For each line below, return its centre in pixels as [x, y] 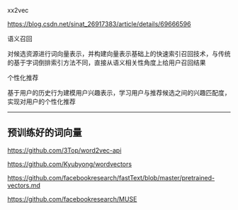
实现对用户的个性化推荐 [41, 101]
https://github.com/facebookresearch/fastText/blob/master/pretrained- [111, 177]
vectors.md [24, 185]
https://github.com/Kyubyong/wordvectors [70, 164]
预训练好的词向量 [45, 133]
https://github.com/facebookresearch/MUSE [72, 199]
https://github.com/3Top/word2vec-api [64, 150]
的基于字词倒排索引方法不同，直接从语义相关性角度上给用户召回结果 [107, 62]
